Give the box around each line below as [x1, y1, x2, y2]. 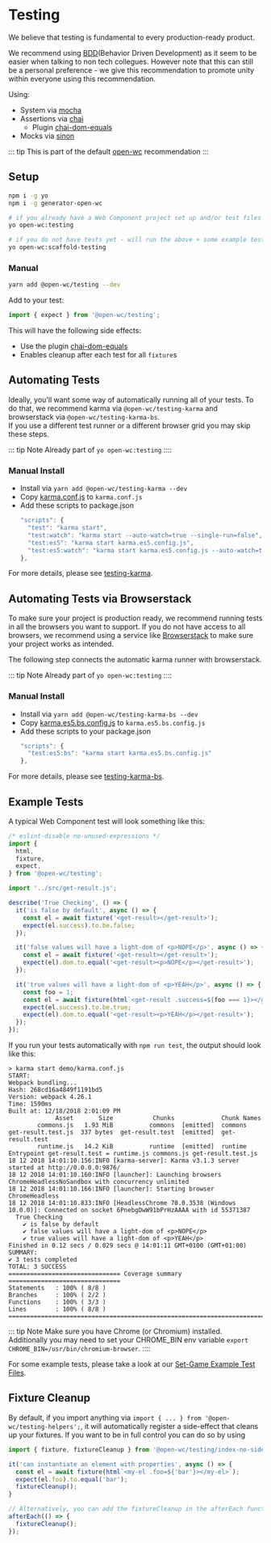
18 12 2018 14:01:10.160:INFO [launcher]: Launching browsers [8, 1171, 222, 1179]
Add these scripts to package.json [19, 501, 135, 510]
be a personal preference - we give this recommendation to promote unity [8, 65, 255, 74]
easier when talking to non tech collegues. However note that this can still [8, 57, 254, 66]
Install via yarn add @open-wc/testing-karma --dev [19, 484, 188, 493]
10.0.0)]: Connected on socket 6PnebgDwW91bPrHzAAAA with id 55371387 [8, 1207, 251, 1215]
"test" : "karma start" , [27, 524, 107, 532]
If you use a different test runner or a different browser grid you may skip [8, 421, 251, 430]
